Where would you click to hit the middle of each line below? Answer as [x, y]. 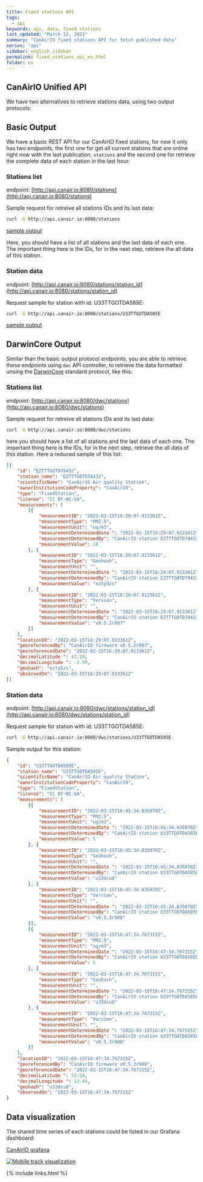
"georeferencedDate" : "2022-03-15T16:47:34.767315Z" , [86, 1070]
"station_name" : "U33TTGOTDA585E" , [62, 771]
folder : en [20, 62]
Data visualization [41, 1117]
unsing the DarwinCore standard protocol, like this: [69, 372]
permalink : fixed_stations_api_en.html [56, 57]
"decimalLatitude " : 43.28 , [52, 657]
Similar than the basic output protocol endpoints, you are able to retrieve [96, 359]
